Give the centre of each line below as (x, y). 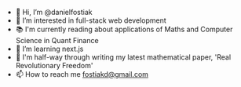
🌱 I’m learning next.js (49, 49)
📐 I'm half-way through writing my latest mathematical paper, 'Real (123, 57)
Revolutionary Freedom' (54, 65)
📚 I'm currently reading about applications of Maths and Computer (124, 29)
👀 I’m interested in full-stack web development (91, 20)
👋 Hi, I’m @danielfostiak (54, 12)
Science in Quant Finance (57, 40)
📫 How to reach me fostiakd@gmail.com (82, 74)
